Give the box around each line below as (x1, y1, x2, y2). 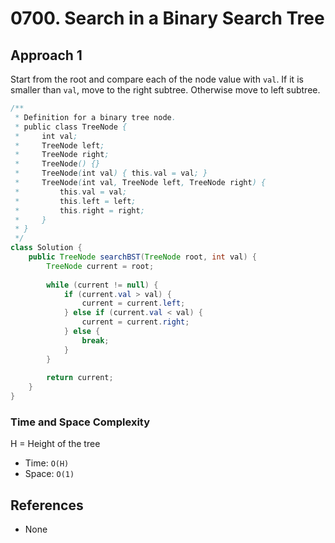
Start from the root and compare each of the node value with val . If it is (10, 73, 304, 85)
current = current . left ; (81, 298, 186, 309)
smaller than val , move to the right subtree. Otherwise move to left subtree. (10, 84, 321, 96)
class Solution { (10, 243, 83, 253)
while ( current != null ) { (46, 280, 159, 290)
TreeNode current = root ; (46, 261, 155, 271)
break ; (81, 335, 110, 346)
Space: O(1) (24, 468, 75, 480)
